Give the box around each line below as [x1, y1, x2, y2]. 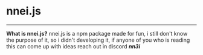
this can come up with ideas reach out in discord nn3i [6, 42, 141, 50]
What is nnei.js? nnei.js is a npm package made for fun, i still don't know [6, 30, 188, 37]
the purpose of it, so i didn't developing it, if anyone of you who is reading [6, 36, 190, 44]
